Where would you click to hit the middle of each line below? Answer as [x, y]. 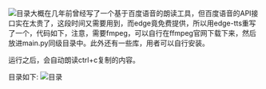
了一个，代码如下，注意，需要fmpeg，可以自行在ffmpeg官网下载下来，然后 [133, 33]
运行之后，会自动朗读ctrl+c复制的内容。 [74, 60]
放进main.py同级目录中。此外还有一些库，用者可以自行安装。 [109, 43]
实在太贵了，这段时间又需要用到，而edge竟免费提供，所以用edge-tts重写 [135, 23]
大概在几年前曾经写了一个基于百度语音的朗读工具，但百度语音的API [141, 13]
